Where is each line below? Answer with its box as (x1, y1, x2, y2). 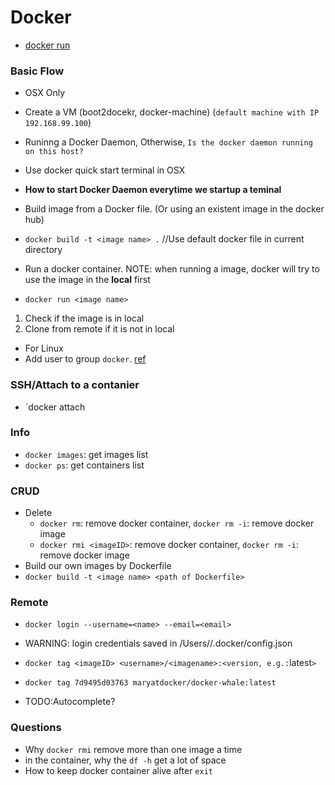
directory (24, 244, 63, 256)
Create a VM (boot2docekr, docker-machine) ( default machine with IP (24, 106, 320, 118)
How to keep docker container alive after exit (24, 764, 213, 776)
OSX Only (24, 87, 66, 99)
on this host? (24, 147, 84, 157)
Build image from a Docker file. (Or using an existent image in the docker (24, 203, 325, 215)
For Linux (24, 342, 64, 355)
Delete (24, 507, 53, 519)
